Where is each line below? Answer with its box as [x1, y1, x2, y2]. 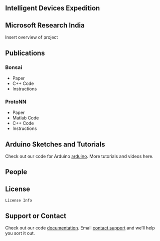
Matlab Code [12, 115, 39, 121]
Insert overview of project [5, 34, 58, 40]
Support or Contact [5, 211, 66, 220]
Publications [5, 48, 45, 57]
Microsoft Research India [5, 21, 85, 29]
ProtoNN [5, 98, 26, 105]
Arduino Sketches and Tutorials [5, 140, 106, 148]
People [5, 167, 27, 176]
